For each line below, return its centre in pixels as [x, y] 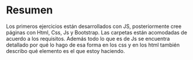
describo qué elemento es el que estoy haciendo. [66, 51]
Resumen [30, 10]
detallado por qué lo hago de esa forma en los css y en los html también [93, 45]
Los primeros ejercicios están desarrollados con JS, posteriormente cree [94, 26]
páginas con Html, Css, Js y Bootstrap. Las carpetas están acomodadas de [96, 32]
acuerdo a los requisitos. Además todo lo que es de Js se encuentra [88, 38]
